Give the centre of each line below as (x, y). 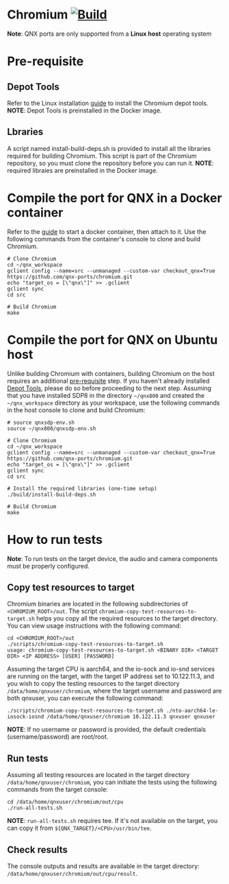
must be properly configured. (49, 566)
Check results (38, 849)
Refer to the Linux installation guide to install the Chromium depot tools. (108, 103)
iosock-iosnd (26, 717)
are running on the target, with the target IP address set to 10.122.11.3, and (111, 676)
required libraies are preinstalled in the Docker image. (83, 170)
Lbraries (25, 132)
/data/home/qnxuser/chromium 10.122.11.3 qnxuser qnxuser (131, 717)
